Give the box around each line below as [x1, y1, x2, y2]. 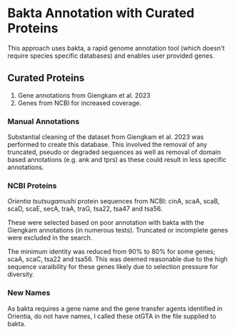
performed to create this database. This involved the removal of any [7, 141, 207, 149]
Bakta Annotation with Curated [7, 5, 195, 21]
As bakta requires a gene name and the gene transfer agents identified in [7, 304, 223, 313]
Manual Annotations [7, 116, 80, 126]
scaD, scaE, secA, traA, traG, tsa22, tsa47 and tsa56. [7, 205, 163, 213]
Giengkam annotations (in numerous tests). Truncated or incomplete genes [7, 226, 229, 235]
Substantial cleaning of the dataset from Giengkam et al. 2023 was [7, 133, 204, 141]
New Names [7, 288, 51, 298]
